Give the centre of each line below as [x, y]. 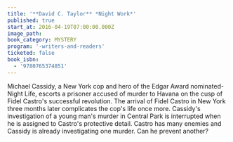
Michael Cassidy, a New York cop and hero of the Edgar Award [98, 86]
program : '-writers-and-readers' [56, 46]
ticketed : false [31, 53]
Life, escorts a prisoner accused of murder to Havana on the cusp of [124, 93]
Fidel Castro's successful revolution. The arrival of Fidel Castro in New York [116, 101]
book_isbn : [23, 60]
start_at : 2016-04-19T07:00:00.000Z [61, 27]
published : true [31, 20]
